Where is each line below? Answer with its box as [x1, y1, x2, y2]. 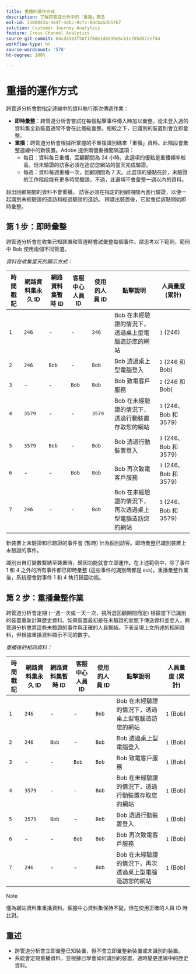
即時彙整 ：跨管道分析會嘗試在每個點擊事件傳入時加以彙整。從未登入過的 [14, 117, 188, 124]
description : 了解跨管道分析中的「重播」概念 [6, 14, 106, 20]
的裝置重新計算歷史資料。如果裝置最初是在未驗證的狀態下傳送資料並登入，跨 [6, 617, 190, 624]
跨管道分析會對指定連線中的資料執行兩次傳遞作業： [6, 105, 129, 112]
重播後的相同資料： [6, 644, 52, 651]
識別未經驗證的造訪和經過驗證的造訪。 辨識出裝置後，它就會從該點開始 [10, 196, 181, 203]
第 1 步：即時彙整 [6, 221, 67, 231]
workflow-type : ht [6, 42, 51, 47]
